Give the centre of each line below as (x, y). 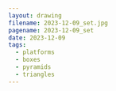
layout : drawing (35, 15)
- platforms (35, 52)
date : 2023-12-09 (37, 38)
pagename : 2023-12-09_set (51, 30)
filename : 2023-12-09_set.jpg (58, 23)
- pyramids (33, 67)
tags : (17, 45)
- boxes (28, 60)
